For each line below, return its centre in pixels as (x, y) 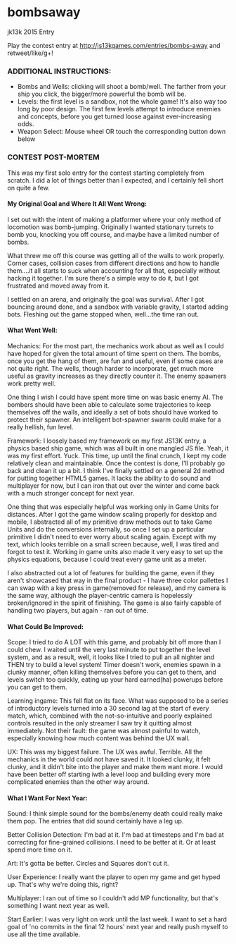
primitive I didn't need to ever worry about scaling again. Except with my (112, 537)
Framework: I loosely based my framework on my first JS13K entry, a (107, 441)
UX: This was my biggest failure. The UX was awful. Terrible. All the (105, 752)
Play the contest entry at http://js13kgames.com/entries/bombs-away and (114, 45)
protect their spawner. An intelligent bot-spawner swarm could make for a (114, 419)
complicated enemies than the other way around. (78, 782)
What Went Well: (32, 330)
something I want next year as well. (58, 906)
